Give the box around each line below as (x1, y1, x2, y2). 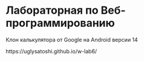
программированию (5, 16, 116, 30)
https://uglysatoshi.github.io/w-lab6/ (5, 47, 97, 54)
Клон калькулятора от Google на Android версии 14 (5, 36, 139, 43)
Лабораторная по (5, 4, 99, 17)
